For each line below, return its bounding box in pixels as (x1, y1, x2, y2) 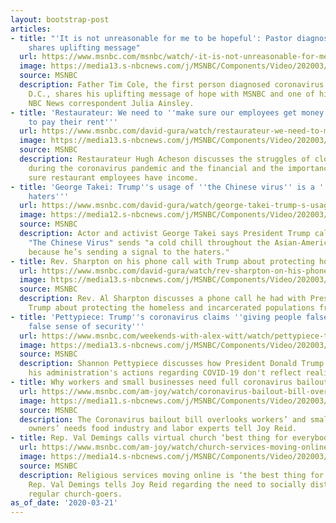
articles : (10, 24, 52, 34)
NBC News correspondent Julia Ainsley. (28, 98, 195, 108)
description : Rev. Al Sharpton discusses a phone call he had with (19, 294, 307, 304)
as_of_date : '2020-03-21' (10, 498, 118, 508)
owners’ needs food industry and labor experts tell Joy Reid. (28, 424, 298, 434)
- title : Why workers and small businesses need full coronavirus (10, 377, 293, 387)
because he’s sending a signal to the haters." (28, 247, 230, 257)
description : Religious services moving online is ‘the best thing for (19, 470, 325, 480)
